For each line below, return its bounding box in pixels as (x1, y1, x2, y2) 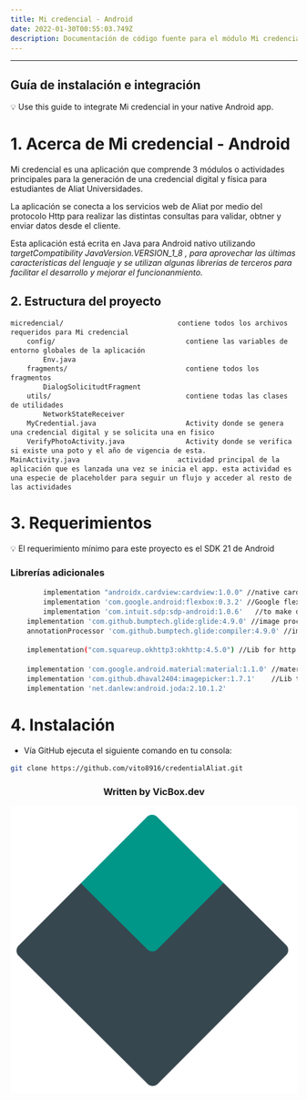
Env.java (43, 355, 77, 364)
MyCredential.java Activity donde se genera (26, 419, 284, 428)
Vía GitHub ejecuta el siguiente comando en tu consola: (23, 745, 232, 756)
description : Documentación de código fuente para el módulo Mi (10, 34, 260, 43)
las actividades (10, 483, 72, 492)
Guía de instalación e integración (10, 77, 201, 93)
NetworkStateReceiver (43, 410, 126, 419)
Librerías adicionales (10, 565, 106, 578)
